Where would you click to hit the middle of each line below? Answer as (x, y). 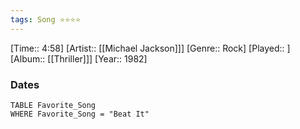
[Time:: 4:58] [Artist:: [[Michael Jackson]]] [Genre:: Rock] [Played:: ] (150, 48)
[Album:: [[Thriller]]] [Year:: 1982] (79, 58)
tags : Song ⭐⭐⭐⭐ (46, 19)
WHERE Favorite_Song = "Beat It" (80, 114)
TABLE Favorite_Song (53, 105)
